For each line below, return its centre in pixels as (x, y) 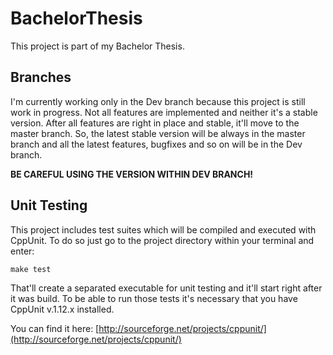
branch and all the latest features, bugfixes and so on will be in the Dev (156, 144)
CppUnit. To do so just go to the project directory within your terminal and (162, 240)
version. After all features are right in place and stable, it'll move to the (155, 123)
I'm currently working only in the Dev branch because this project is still (158, 101)
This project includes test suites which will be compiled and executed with (163, 229)
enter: (22, 251)
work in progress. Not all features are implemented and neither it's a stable (164, 112)
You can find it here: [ (55, 328)
